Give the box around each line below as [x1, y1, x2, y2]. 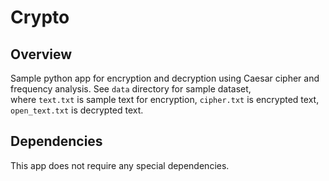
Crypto [10, 6, 70, 29]
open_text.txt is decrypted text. [10, 104, 144, 116]
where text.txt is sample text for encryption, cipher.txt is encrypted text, [10, 94, 320, 105]
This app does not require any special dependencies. [10, 159, 230, 171]
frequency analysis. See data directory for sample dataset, [10, 83, 252, 95]
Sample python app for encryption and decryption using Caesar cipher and [10, 72, 320, 84]
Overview [10, 46, 73, 63]
